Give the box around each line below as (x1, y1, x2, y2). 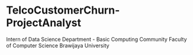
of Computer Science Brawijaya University (6, 42, 110, 49)
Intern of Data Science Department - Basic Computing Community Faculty (6, 35, 188, 43)
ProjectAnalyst (6, 16, 82, 30)
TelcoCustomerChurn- (6, 4, 120, 17)
